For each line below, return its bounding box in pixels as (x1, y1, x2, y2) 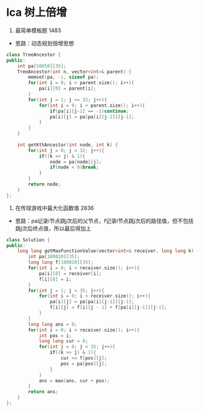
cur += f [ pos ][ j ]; (60, 355, 107, 361)
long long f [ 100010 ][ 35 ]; (28, 259, 94, 265)
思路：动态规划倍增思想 (15, 39, 74, 47)
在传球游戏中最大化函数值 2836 (15, 204, 94, 211)
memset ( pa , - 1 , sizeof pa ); (28, 74, 99, 81)
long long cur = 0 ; (38, 338, 88, 344)
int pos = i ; (38, 333, 72, 339)
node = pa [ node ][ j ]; (49, 159, 102, 165)
